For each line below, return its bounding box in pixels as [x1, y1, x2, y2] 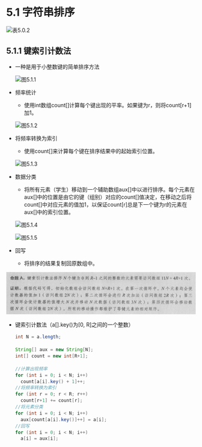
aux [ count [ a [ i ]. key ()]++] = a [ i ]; [20, 416, 107, 422]
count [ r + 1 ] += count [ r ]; [20, 398, 83, 404]
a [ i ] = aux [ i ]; [20, 436, 59, 442]
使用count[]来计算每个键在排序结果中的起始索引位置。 [23, 147, 158, 154]
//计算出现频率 [14, 366, 48, 372]
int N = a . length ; [14, 334, 61, 340]
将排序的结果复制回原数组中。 [23, 260, 98, 267]
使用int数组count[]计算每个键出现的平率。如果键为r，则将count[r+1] [23, 101, 192, 108]
